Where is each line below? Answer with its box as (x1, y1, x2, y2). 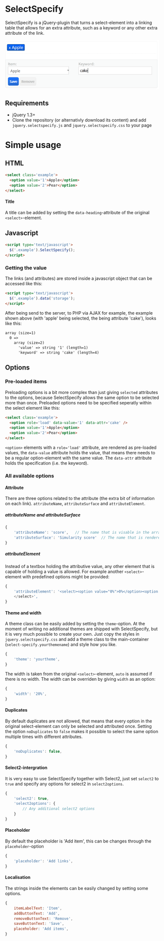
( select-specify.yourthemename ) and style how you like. (5, 642, 117, 647)
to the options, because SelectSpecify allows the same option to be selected (5, 395, 159, 400)
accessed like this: (5, 281, 42, 287)
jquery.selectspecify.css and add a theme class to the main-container (5, 636, 149, 643)
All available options (5, 472, 55, 479)
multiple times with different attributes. (5, 734, 83, 740)
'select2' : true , (14, 796, 49, 801)
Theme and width (5, 610, 41, 616)
